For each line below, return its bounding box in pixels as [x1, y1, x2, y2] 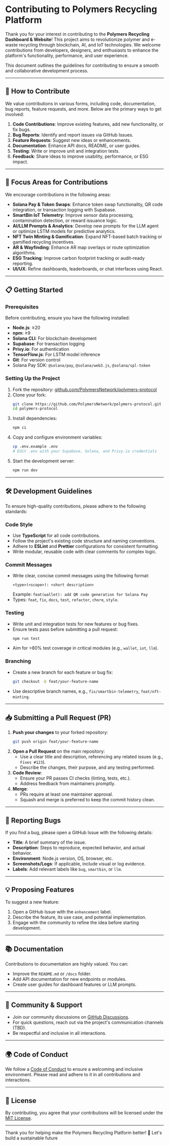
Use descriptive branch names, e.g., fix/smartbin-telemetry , [12, 688, 140, 694]
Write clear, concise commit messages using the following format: [12, 573, 149, 579]
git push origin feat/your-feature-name [12, 739, 99, 744]
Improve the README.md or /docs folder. [12, 971, 92, 977]
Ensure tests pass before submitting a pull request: [12, 626, 118, 632]
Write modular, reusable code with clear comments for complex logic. [12, 548, 157, 555]
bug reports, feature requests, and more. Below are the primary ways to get [5, 106, 162, 112]
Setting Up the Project [5, 375, 60, 382]
